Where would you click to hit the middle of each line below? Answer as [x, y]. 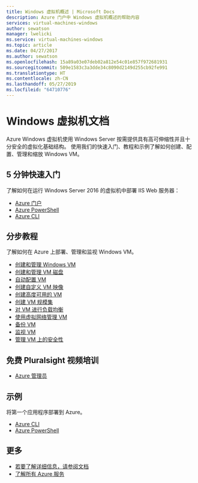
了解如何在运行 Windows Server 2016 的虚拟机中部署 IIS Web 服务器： [93, 190]
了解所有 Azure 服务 [40, 473]
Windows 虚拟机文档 [58, 121]
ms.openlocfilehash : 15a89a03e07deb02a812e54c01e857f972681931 [87, 62]
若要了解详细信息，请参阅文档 [52, 466]
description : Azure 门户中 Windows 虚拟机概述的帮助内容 [73, 17]
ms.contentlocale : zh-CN [37, 79]
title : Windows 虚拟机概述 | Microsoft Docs [61, 12]
